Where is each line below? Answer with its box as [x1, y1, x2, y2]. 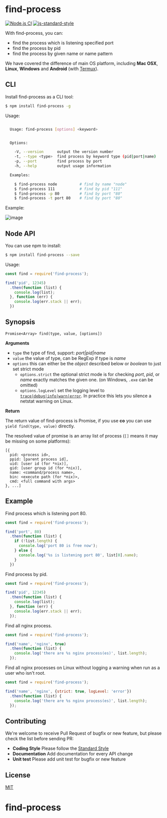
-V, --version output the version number [14, 149, 114, 154]
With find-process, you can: [5, 30, 63, 36]
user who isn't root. [5, 670, 46, 676]
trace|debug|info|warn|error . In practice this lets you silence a [20, 393, 152, 399]
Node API [5, 229, 35, 238]
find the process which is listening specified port [12, 39, 114, 46]
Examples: [10, 173, 30, 178]
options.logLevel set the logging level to [20, 387, 105, 393]
